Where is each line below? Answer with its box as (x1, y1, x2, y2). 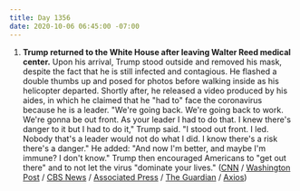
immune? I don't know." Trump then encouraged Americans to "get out (22, 152, 287, 163)
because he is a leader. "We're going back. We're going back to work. (22, 104, 284, 115)
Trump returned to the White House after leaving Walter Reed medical (22, 46, 292, 57)
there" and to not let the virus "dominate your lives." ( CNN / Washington (22, 162, 291, 173)
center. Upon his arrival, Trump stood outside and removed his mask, (22, 56, 283, 67)
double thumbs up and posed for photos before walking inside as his (22, 75, 279, 86)
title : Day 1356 (9, 13, 71, 23)
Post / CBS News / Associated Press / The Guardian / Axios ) (22, 171, 247, 182)
